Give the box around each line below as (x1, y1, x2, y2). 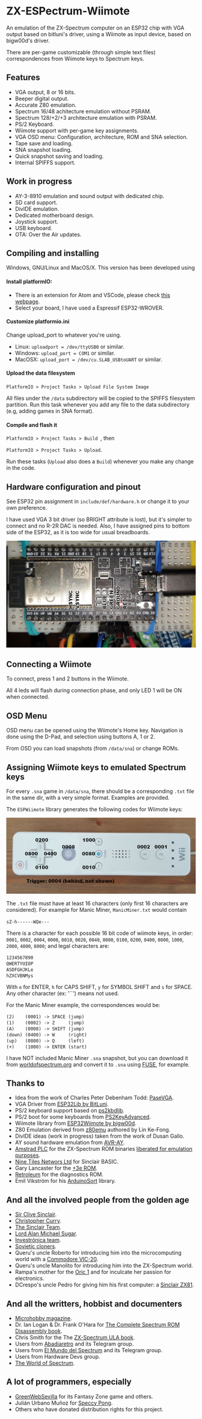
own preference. (6, 504, 47, 511)
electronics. (14, 1275, 44, 1282)
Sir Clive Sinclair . (14, 1211, 57, 1218)
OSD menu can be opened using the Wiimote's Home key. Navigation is (6, 727, 183, 734)
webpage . (14, 298, 40, 305)
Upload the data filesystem (6, 369, 75, 377)
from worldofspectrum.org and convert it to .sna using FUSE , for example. (6, 1061, 190, 1068)
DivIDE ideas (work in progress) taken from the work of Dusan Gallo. (14, 1132, 185, 1140)
